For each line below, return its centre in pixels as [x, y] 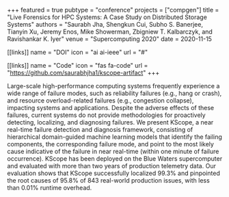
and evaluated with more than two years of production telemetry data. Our [112, 166]
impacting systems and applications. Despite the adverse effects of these [110, 108]
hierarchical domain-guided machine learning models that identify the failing [114, 137]
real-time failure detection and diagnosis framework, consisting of [100, 130]
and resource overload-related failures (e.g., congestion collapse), [100, 101]
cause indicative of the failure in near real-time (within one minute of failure [113, 151]
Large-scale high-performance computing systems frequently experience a [113, 86]
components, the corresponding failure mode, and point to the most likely [110, 144]
